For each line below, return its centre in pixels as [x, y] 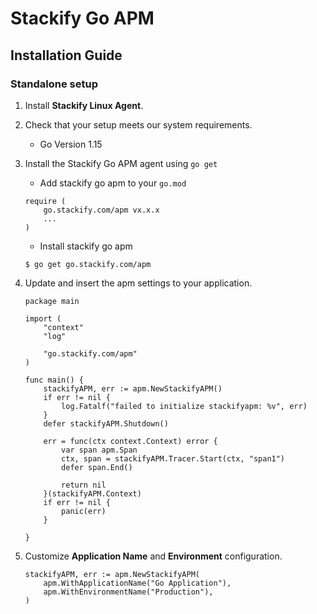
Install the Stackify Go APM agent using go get [121, 163]
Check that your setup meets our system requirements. [138, 124]
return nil [84, 485]
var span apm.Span [99, 450]
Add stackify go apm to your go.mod [113, 183]
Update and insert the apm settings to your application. [138, 283]
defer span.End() [97, 467]
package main [52, 301]
